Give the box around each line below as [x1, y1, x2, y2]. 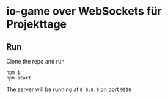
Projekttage [6, 17, 67, 31]
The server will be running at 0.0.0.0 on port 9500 [6, 86, 131, 93]
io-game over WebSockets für [6, 4, 162, 18]
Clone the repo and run [6, 58, 65, 65]
